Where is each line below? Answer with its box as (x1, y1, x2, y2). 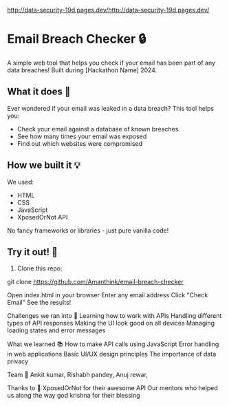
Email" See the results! (7, 299, 72, 307)
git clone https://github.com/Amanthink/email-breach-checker (7, 278, 184, 286)
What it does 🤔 (7, 86, 71, 98)
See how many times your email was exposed (17, 132, 147, 140)
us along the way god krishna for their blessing (7, 392, 140, 400)
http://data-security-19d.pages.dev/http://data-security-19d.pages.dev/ (7, 6, 210, 14)
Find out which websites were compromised (17, 139, 143, 147)
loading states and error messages (7, 326, 106, 334)
